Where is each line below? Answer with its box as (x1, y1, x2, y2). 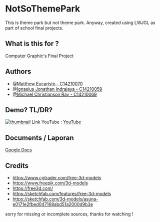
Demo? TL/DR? (5, 106, 53, 114)
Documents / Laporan (5, 133, 74, 142)
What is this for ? (5, 40, 59, 48)
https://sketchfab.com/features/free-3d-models (12, 191, 111, 196)
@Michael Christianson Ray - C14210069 (12, 91, 97, 97)
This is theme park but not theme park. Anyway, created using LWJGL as (5, 20, 155, 26)
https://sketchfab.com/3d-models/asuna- (12, 196, 98, 202)
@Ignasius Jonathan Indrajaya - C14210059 (12, 86, 102, 92)
